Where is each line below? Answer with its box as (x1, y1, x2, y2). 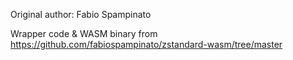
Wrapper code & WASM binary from (10, 28, 158, 39)
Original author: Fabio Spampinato (10, 9, 152, 20)
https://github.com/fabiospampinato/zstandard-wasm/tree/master (10, 39, 283, 50)
